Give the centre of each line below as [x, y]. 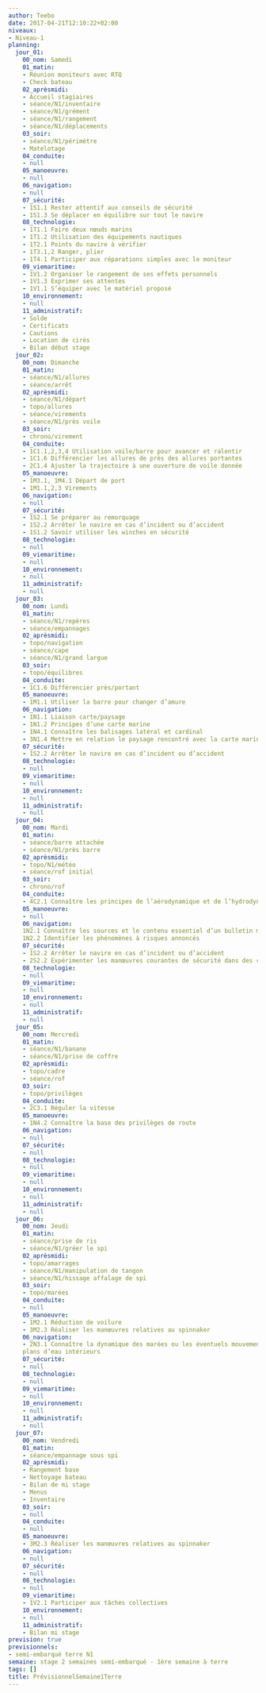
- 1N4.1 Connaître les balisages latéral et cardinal [113, 731]
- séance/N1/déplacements [65, 126]
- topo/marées [46, 1293]
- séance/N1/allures [56, 377]
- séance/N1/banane [55, 1049]
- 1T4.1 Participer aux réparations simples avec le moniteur [127, 259]
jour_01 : [30, 52]
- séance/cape [46, 651]
